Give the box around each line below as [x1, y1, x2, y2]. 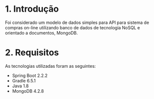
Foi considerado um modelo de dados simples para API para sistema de [5, 20, 150, 25]
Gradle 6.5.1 [12, 78, 36, 83]
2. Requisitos [5, 47, 59, 58]
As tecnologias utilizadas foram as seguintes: [5, 63, 96, 69]
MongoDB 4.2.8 [12, 88, 44, 94]
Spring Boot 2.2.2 [12, 72, 48, 79]
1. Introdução [5, 3, 59, 15]
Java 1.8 [12, 83, 29, 89]
